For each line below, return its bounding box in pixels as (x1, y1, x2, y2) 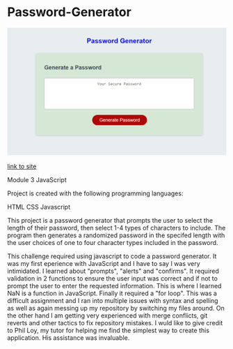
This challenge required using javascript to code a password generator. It (7, 252, 217, 260)
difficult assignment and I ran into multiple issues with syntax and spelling (7, 296, 218, 304)
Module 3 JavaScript (7, 175, 67, 184)
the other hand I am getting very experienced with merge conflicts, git (7, 311, 208, 320)
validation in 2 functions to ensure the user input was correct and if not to (7, 274, 218, 283)
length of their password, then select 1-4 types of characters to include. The (7, 223, 226, 232)
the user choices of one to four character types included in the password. (7, 238, 218, 246)
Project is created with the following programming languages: (7, 189, 184, 198)
